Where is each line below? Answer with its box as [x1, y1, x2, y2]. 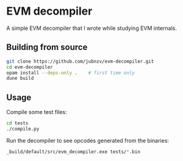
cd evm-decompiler [6, 64, 53, 70]
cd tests [6, 120, 29, 126]
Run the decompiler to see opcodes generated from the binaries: [6, 137, 170, 144]
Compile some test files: [6, 109, 67, 116]
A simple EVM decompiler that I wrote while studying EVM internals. [6, 24, 177, 32]
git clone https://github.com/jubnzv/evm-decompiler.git [6, 58, 154, 65]
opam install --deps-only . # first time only [6, 70, 135, 76]
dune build [6, 75, 34, 82]
